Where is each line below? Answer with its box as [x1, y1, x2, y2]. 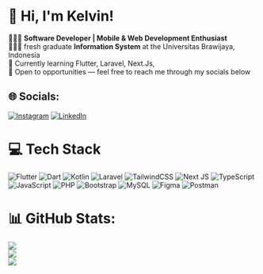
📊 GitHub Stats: [8, 209, 116, 227]
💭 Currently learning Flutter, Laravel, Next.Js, [8, 59, 155, 68]
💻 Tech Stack [8, 140, 101, 158]
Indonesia [8, 50, 41, 59]
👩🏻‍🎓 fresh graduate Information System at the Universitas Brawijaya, [8, 41, 235, 51]
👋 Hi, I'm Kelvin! [8, 7, 115, 25]
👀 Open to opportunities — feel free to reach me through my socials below [8, 67, 251, 76]
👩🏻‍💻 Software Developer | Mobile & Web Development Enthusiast [8, 33, 227, 43]
